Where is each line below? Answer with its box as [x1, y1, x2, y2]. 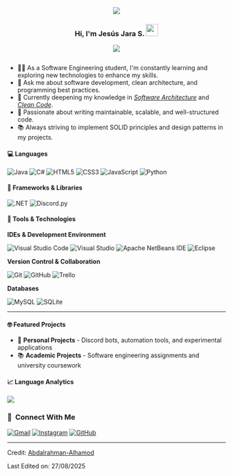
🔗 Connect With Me [7, 413, 76, 422]
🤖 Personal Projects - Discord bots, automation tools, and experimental [17, 336, 222, 345]
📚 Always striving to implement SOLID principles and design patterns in [17, 123, 223, 131]
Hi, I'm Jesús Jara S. [74, 28, 145, 38]
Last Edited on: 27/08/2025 [7, 461, 86, 470]
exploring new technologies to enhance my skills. [17, 71, 158, 79]
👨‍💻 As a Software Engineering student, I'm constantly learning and [17, 64, 208, 72]
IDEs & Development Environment [7, 230, 106, 238]
